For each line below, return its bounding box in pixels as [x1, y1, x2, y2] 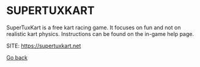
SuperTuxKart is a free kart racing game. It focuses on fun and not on [6, 24, 181, 31]
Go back [6, 54, 28, 61]
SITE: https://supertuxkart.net [6, 42, 81, 49]
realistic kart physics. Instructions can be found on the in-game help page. [6, 30, 194, 37]
